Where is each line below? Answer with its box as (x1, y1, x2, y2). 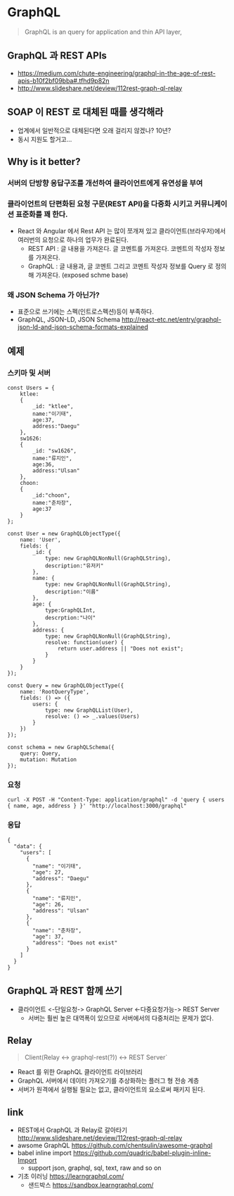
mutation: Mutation (20, 756, 77, 763)
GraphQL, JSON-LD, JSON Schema (17, 315, 121, 324)
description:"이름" (44, 588, 100, 596)
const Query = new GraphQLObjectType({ (7, 682, 124, 689)
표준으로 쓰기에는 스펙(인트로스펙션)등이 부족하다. (17, 307, 155, 316)
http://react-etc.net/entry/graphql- (122, 315, 221, 324)
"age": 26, (32, 901, 65, 908)
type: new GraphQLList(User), (44, 707, 134, 714)
